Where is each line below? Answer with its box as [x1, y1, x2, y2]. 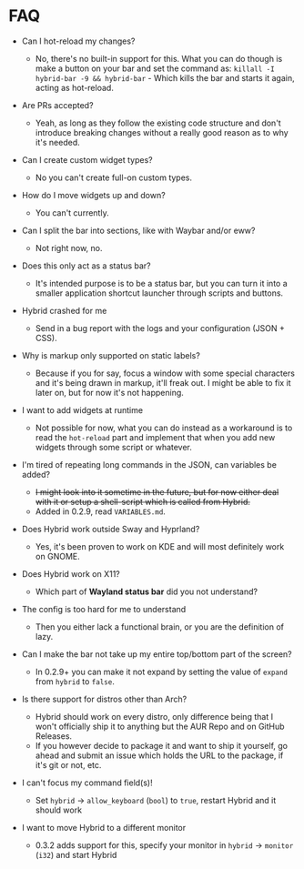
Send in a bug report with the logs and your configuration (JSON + [35, 322, 286, 333]
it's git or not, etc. [35, 759, 102, 770]
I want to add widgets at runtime [21, 404, 143, 415]
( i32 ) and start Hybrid [35, 849, 117, 860]
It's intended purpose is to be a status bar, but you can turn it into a [35, 278, 288, 288]
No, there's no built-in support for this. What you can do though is [35, 53, 283, 64]
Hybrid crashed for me [21, 305, 107, 316]
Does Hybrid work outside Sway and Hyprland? [21, 523, 200, 534]
